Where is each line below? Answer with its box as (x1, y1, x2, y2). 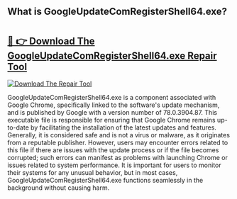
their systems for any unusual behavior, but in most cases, (7, 169, 178, 176)
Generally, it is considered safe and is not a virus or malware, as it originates (7, 131, 231, 139)
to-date (7, 123, 30, 132)
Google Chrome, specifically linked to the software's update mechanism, (7, 101, 220, 109)
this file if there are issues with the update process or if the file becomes (7, 146, 219, 154)
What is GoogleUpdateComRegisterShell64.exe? (7, 6, 228, 18)
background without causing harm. (7, 183, 110, 192)
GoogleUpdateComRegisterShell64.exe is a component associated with (7, 93, 216, 101)
